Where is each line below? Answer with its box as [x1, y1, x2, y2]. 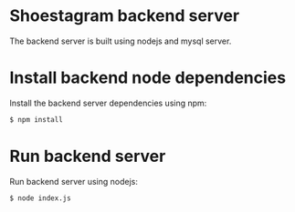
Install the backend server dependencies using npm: [9, 97, 207, 108]
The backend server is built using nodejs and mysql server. [9, 35, 232, 46]
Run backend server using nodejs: [9, 176, 139, 187]
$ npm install [9, 115, 64, 124]
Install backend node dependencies [9, 67, 286, 88]
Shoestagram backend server [9, 5, 240, 26]
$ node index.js [9, 193, 71, 203]
